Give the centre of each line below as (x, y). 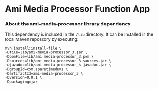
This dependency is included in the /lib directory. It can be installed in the (79, 34)
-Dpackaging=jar (21, 82)
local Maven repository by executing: (42, 39)
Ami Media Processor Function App (78, 9)
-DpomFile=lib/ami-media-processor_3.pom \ (50, 57)
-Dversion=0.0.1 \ (23, 78)
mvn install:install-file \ (33, 48)
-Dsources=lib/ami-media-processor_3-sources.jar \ (58, 61)
